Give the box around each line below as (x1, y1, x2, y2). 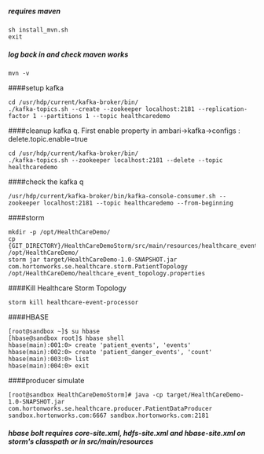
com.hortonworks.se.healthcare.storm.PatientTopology (8, 262, 189, 271)
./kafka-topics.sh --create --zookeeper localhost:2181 (8, 105, 195, 113)
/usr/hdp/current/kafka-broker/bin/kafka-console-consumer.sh (8, 192, 216, 200)
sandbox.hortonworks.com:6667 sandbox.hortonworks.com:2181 (8, 412, 210, 419)
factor (8, 112, 30, 120)
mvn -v (8, 69, 30, 77)
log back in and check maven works (8, 50, 129, 59)
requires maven (8, 6, 61, 16)
